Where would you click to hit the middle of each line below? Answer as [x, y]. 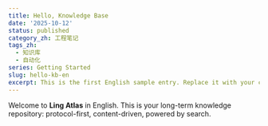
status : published [39, 30]
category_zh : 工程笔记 [43, 38]
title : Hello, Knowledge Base [59, 16]
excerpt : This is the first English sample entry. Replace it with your [132, 82]
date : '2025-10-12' [41, 23]
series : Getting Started [49, 68]
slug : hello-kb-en [39, 75]
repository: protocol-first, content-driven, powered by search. [110, 113]
